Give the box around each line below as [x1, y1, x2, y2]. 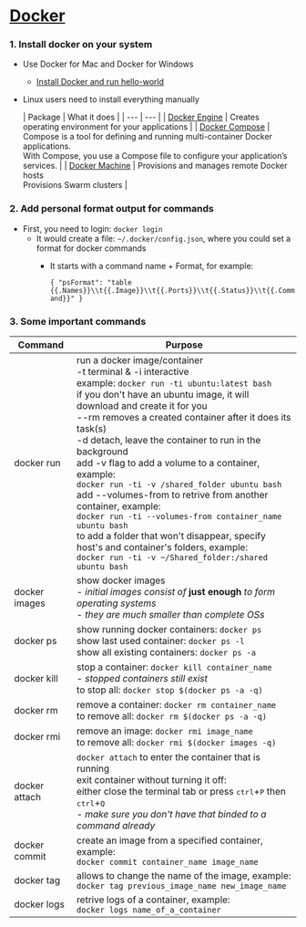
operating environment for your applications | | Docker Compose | [22, 121, 270, 132]
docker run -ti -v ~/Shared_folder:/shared [76, 553, 269, 563]
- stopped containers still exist [76, 672, 208, 685]
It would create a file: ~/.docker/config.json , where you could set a [36, 233, 291, 244]
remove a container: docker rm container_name [76, 699, 276, 712]
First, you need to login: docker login [22, 223, 163, 234]
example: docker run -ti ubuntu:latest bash [76, 377, 272, 390]
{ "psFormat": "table [49, 277, 132, 287]
